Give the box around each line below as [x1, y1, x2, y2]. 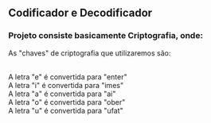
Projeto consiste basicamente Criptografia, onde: [8, 30, 203, 41]
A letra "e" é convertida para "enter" [8, 71, 127, 82]
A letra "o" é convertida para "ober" [8, 97, 126, 106]
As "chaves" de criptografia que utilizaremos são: [8, 48, 171, 58]
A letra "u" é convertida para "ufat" [8, 106, 123, 115]
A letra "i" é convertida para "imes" [8, 80, 124, 90]
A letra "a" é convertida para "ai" [8, 89, 116, 98]
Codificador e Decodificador [8, 6, 153, 20]
